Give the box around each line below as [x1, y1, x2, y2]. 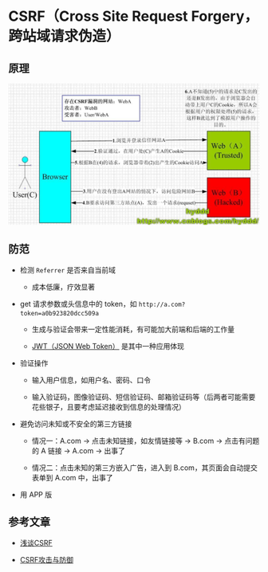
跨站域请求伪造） [8, 27, 121, 45]
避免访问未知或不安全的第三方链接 [19, 419, 132, 429]
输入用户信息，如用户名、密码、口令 [31, 375, 152, 385]
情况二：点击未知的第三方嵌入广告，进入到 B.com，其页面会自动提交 [31, 463, 258, 472]
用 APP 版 [19, 489, 53, 499]
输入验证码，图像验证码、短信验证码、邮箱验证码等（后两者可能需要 [31, 392, 256, 402]
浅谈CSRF [19, 538, 53, 547]
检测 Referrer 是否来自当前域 [19, 264, 116, 275]
